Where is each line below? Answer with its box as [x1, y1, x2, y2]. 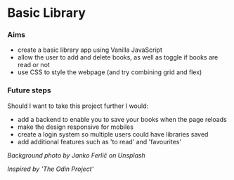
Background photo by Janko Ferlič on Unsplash [7, 151, 145, 159]
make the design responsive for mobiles [17, 123, 134, 131]
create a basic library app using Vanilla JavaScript [17, 46, 163, 54]
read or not [17, 61, 51, 69]
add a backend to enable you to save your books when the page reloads [17, 115, 227, 123]
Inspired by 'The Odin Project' [7, 165, 94, 173]
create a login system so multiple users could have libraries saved [17, 130, 209, 138]
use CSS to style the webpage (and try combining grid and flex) [17, 68, 202, 76]
